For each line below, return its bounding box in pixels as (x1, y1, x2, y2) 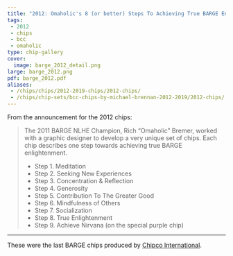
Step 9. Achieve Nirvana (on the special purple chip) (34, 221, 184, 229)
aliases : (7, 81, 33, 88)
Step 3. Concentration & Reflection (34, 177, 134, 185)
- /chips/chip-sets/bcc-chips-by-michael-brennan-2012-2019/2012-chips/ (10, 94, 225, 101)
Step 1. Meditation (34, 162, 87, 170)
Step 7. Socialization (34, 206, 92, 214)
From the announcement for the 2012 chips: (7, 113, 132, 121)
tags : (7, 17, 23, 24)
